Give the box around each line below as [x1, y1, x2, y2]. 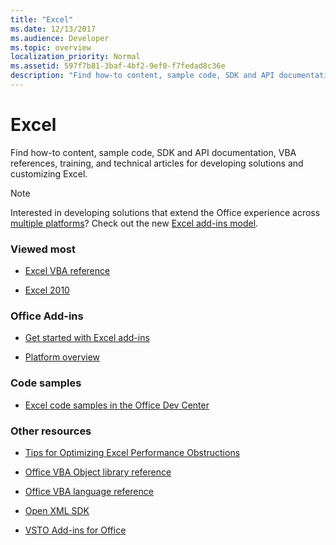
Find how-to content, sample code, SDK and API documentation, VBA [10, 146, 297, 158]
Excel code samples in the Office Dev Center [24, 399, 210, 411]
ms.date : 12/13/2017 [10, 24, 97, 34]
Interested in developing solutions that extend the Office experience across [10, 206, 321, 218]
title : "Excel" [10, 14, 74, 25]
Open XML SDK [24, 505, 90, 516]
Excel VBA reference [24, 265, 111, 277]
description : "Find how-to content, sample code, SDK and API [10, 71, 275, 81]
